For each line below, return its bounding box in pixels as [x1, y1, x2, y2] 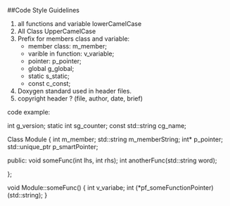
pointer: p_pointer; [27, 57, 82, 65]
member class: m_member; [27, 42, 108, 50]
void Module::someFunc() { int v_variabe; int [7, 184, 134, 192]
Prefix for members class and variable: [17, 34, 130, 43]
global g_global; [27, 65, 75, 72]
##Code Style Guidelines [7, 6, 79, 14]
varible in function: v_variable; [27, 49, 115, 58]
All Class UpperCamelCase [17, 27, 96, 35]
